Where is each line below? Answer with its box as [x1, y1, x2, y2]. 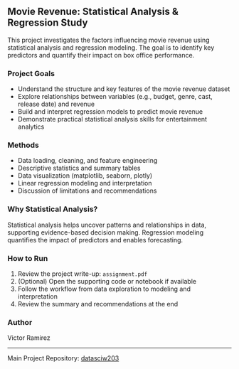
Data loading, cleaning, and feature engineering [17, 156, 158, 165]
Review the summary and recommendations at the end [17, 300, 179, 308]
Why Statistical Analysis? [7, 204, 98, 214]
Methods [7, 140, 39, 150]
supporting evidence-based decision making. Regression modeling [7, 228, 204, 237]
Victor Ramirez [7, 333, 51, 342]
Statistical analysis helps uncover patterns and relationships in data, [7, 220, 207, 229]
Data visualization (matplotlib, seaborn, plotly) [17, 171, 153, 180]
